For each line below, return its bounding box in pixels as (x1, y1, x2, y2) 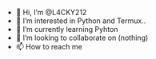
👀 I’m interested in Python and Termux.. (15, 16, 146, 26)
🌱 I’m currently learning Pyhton (15, 25, 118, 33)
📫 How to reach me (15, 42, 82, 51)
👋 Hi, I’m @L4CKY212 (15, 8, 87, 17)
